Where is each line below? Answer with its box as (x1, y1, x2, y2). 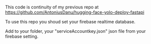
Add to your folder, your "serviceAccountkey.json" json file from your (5, 28, 146, 34)
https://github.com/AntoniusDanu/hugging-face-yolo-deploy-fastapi (5, 9, 145, 15)
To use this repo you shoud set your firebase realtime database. (5, 19, 136, 24)
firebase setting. (5, 34, 39, 39)
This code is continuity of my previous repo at (5, 4, 99, 10)
